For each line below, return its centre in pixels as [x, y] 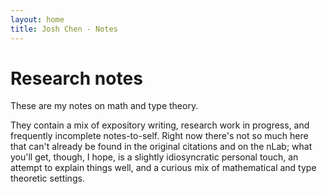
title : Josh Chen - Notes [64, 29]
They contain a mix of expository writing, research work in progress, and [160, 125]
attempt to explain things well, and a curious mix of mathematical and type [163, 168]
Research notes [76, 78]
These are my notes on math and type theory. [104, 106]
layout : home [37, 19]
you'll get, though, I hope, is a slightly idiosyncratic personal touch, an [154, 157]
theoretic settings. [47, 178]
